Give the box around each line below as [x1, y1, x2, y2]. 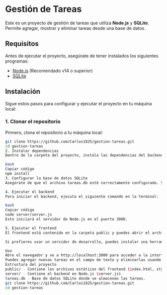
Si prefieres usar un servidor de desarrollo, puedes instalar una [5, 239, 148, 244]
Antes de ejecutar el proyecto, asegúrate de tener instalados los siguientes [5, 53, 159, 59]
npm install [5, 171, 30, 176]
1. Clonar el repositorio [5, 118, 61, 125]
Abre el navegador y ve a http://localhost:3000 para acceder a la [5, 253, 148, 258]
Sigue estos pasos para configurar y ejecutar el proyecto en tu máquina [5, 100, 152, 106]
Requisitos [5, 40, 39, 48]
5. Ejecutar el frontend [5, 225, 57, 230]
